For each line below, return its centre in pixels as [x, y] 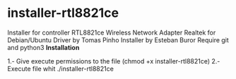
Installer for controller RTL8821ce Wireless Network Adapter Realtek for [112, 32]
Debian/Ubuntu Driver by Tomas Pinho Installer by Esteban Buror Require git [118, 39]
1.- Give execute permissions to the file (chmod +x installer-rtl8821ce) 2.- [114, 61]
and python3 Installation [43, 47]
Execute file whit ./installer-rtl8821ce [61, 68]
